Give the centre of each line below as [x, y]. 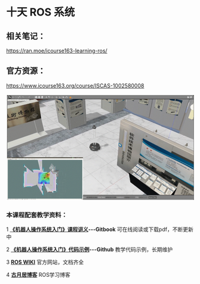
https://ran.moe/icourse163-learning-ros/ [57, 51]
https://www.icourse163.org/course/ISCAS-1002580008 [75, 85]
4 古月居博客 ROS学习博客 [38, 274]
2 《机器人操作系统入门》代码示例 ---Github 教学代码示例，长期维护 [90, 249]
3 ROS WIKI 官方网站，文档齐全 [45, 262]
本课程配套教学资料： [37, 215]
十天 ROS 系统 [41, 12]
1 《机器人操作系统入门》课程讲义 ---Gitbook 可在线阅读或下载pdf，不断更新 [100, 229]
